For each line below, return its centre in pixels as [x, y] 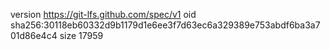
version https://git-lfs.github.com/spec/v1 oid [103, 14]
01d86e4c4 [34, 35]
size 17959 [81, 35]
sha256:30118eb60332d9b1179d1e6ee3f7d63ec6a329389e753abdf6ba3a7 [165, 25]
